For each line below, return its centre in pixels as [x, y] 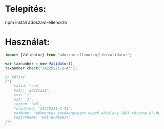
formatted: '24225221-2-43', [43, 108]
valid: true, [27, 86]
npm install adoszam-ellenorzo [36, 22]
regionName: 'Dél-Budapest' [42, 117]
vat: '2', [24, 99]
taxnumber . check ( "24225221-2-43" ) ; [41, 68]
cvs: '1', [24, 95]
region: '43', [28, 104]
